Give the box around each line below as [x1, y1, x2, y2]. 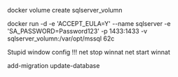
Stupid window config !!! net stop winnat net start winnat [7, 48, 170, 56]
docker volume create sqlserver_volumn [7, 6, 123, 14]
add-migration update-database [7, 62, 100, 69]
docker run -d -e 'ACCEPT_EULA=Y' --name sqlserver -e [7, 20, 171, 27]
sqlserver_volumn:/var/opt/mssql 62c [7, 34, 115, 43]
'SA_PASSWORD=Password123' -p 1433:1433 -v [7, 27, 148, 35]
